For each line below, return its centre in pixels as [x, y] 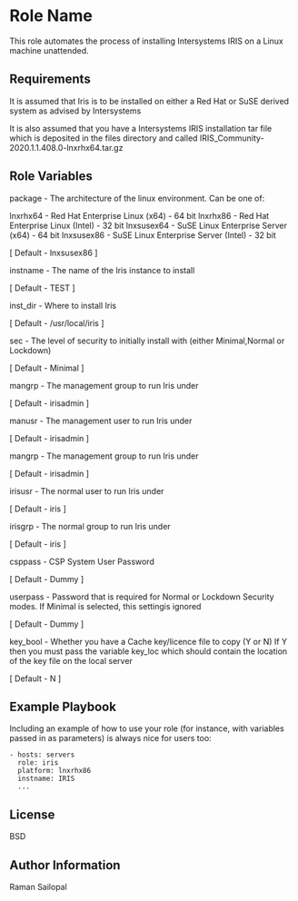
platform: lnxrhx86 [55, 771]
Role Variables [51, 177]
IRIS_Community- [232, 138]
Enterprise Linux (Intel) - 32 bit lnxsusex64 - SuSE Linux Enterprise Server [149, 225]
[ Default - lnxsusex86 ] [54, 252]
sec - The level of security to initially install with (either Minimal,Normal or [147, 341]
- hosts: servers [42, 755]
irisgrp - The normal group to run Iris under [90, 526]
